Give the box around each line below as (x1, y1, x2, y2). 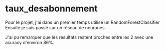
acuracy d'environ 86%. (5, 39, 55, 45)
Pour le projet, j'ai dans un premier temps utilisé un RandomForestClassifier (5, 19, 160, 25)
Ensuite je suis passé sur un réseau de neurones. (5, 24, 106, 30)
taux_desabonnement (5, 3, 98, 14)
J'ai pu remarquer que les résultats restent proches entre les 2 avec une (5, 34, 154, 40)
